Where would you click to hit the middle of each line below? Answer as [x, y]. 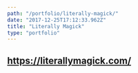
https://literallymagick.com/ [69, 60]
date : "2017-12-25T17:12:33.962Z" [57, 20]
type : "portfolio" [33, 33]
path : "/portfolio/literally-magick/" [63, 13]
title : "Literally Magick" [46, 26]
